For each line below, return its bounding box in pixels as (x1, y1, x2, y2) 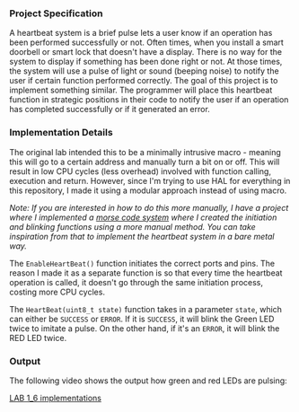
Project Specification (9, 7, 103, 20)
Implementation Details (9, 127, 114, 139)
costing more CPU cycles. (9, 286, 106, 297)
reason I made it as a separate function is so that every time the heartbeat (9, 267, 283, 278)
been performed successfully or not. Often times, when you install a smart (9, 37, 285, 48)
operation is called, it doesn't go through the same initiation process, (9, 276, 263, 287)
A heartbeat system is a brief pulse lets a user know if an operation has (9, 28, 273, 39)
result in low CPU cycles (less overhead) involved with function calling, (9, 165, 272, 177)
